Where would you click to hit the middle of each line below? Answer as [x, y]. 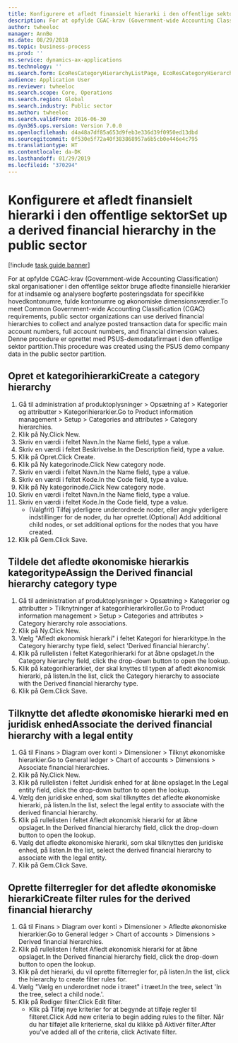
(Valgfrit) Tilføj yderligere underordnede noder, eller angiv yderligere [128, 509]
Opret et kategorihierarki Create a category [104, 376]
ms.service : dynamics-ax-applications [65, 60]
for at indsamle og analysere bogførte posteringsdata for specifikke [106, 294]
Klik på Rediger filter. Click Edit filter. [70, 1001]
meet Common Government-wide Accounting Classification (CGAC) [107, 309]
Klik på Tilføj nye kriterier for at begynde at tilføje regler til [113, 1009]
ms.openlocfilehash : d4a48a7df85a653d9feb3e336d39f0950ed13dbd [103, 132]
